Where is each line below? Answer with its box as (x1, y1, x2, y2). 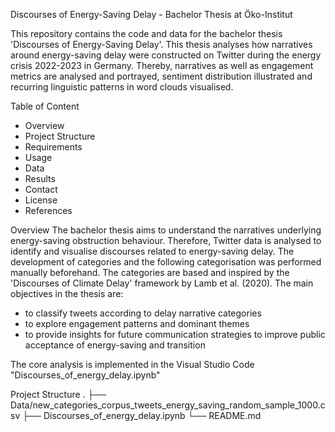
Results (24, 173, 56, 184)
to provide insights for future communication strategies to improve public (24, 329, 326, 340)
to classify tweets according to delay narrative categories (24, 307, 262, 319)
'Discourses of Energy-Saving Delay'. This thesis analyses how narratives (10, 39, 313, 50)
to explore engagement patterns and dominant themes (24, 318, 250, 329)
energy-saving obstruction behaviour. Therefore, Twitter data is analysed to (10, 235, 322, 246)
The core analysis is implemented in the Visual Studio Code (10, 359, 255, 370)
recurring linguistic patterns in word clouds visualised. (10, 81, 234, 93)
